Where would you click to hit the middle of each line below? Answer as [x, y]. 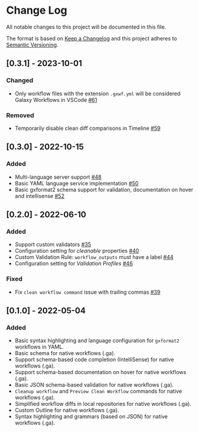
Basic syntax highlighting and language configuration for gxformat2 [97, 341]
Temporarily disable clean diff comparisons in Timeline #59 [88, 128]
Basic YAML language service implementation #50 [77, 183]
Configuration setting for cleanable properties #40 [77, 251]
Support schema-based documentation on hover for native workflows [100, 372]
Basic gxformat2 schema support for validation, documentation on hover [104, 189]
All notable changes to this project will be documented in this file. [86, 27]
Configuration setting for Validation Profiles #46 [74, 263]
